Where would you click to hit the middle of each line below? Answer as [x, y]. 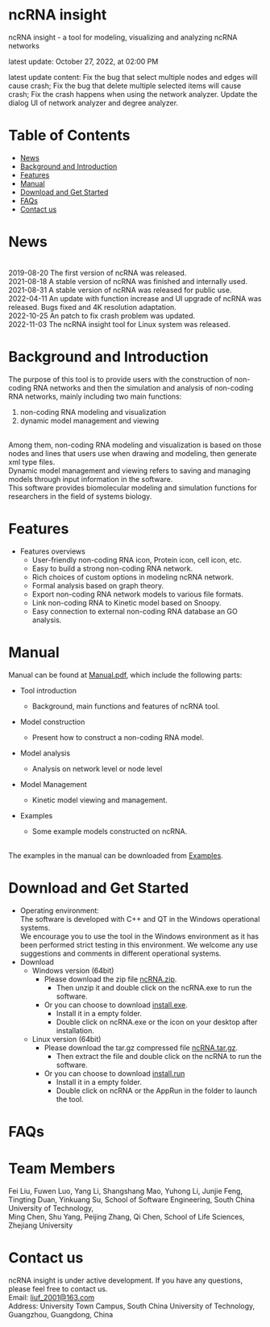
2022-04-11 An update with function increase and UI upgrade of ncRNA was [135, 298]
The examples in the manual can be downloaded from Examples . [116, 855]
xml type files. [32, 462]
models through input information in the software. [91, 479]
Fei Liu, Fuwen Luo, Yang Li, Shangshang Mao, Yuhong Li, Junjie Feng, [126, 1191]
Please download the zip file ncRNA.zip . [110, 979]
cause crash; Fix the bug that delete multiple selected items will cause [125, 86]
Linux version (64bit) [66, 1039]
